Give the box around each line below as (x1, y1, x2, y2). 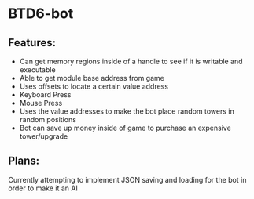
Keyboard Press (19, 90, 72, 99)
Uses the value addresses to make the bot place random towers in (19, 107, 234, 116)
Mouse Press (19, 99, 63, 107)
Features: (8, 36, 57, 49)
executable (19, 65, 57, 74)
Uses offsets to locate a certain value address (19, 81, 169, 91)
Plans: (8, 154, 40, 168)
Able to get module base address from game (19, 74, 165, 82)
